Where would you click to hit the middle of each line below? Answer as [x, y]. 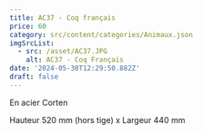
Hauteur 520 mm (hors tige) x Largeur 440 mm [97, 120]
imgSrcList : [32, 43]
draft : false [34, 77]
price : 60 [28, 26]
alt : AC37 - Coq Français [75, 60]
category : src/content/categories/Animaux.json [101, 34]
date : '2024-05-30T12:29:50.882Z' [75, 69]
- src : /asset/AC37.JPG [62, 52]
